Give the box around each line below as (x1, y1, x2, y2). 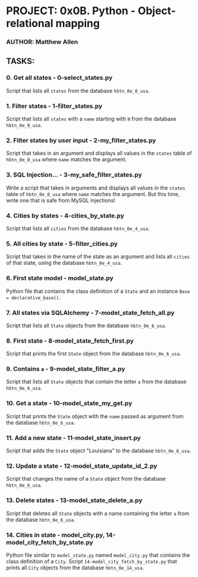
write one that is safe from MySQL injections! (6, 197, 115, 204)
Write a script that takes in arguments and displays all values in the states (6, 184, 186, 191)
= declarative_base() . (6, 294, 61, 301)
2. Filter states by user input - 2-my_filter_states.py (6, 136, 156, 145)
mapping (55, 17, 100, 30)
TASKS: (6, 56, 35, 66)
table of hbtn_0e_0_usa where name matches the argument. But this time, (6, 190, 180, 197)
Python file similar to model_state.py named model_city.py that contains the (6, 551, 190, 559)
